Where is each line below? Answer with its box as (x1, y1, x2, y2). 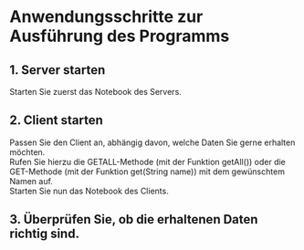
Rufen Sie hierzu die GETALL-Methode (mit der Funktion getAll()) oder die (9, 156, 286, 167)
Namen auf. (9, 175, 53, 186)
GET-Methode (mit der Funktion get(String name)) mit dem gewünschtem (9, 166, 286, 177)
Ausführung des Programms (9, 26, 230, 47)
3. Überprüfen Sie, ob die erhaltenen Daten (9, 212, 258, 227)
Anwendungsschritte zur (9, 6, 204, 27)
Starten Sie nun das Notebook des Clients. (9, 185, 169, 196)
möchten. (9, 146, 46, 157)
